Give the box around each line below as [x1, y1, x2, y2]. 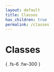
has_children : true [5, 17, 47, 22]
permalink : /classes [5, 22, 50, 27]
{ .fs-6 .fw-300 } [5, 61, 41, 67]
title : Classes [5, 12, 38, 17]
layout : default [5, 7, 40, 13]
